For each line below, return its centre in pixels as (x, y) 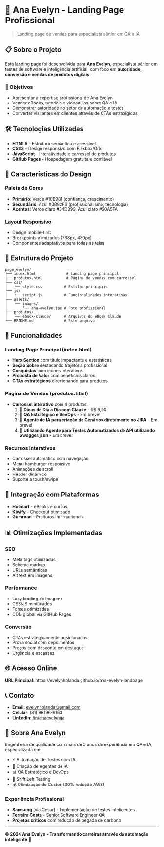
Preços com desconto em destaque (48, 648)
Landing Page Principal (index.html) (48, 350)
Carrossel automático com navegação (50, 458)
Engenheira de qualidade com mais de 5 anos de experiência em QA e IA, (79, 744)
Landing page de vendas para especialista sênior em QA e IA (78, 34)
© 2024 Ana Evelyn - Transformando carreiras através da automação (77, 834)
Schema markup (29, 565)
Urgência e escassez (33, 653)
